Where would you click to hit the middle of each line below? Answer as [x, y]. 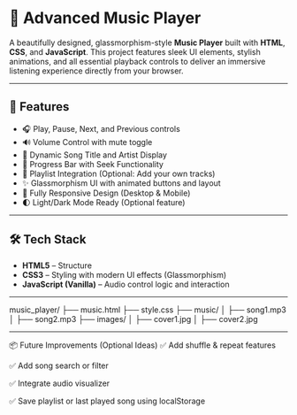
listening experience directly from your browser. [96, 71]
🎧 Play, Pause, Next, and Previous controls [101, 128]
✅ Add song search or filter [59, 365]
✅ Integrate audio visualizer [60, 383]
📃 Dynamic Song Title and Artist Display [95, 155]
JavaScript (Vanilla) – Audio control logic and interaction [126, 284]
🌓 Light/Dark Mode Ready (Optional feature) [103, 202]
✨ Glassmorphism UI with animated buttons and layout [121, 183]
